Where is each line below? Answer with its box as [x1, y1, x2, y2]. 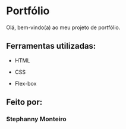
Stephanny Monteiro [6, 115, 67, 123]
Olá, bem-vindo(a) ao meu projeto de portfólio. [6, 24, 121, 31]
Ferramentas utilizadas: [6, 41, 96, 51]
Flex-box [14, 80, 37, 87]
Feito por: [6, 97, 43, 108]
